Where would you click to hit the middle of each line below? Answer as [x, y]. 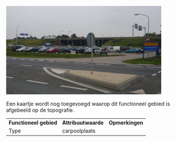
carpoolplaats [79, 131]
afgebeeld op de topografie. [40, 110]
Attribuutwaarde [83, 122]
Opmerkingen [126, 122]
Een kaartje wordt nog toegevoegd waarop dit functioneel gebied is [88, 104]
